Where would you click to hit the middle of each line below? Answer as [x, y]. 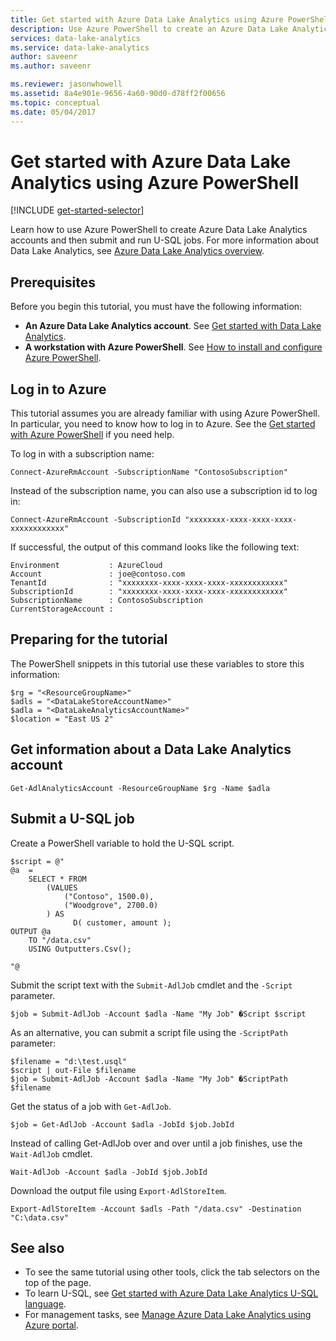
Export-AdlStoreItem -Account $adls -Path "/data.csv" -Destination [156, 1209]
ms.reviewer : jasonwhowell [66, 84]
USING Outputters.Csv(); [80, 949]
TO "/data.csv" [60, 940]
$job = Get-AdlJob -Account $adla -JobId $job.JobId [122, 1124]
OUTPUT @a [31, 931]
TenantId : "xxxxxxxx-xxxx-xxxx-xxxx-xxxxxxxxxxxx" [149, 583]
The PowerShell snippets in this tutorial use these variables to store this [157, 663]
